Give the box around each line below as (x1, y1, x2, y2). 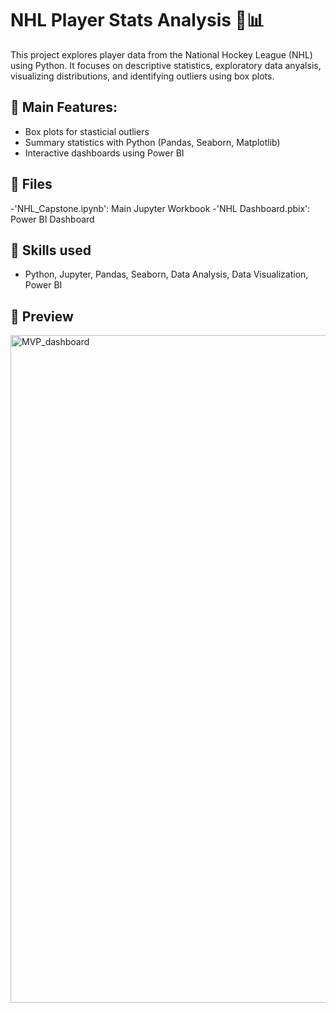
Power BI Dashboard (10, 213, 95, 225)
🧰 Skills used (10, 242, 92, 259)
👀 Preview (10, 308, 74, 325)
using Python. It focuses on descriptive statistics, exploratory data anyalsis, (10, 59, 322, 71)
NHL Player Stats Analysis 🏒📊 (10, 9, 265, 32)
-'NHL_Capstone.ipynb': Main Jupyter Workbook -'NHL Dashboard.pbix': (10, 202, 311, 214)
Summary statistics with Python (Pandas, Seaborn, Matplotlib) (24, 136, 281, 148)
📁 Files (10, 176, 53, 193)
